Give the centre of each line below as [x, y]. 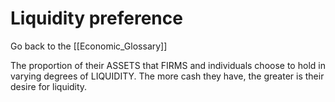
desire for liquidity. [49, 86]
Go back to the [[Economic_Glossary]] [89, 46]
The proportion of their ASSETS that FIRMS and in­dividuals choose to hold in [168, 65]
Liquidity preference [96, 18]
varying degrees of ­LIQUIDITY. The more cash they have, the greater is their [167, 76]
